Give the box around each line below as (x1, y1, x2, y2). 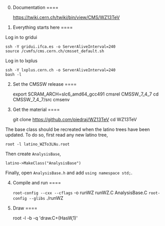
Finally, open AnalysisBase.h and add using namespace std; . (5, 169, 133, 176)
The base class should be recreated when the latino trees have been (5, 126, 150, 133)
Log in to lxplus (5, 58, 37, 64)
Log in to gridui (5, 34, 37, 40)
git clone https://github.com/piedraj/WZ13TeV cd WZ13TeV (12, 117, 137, 122)
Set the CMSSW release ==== (12, 81, 77, 87)
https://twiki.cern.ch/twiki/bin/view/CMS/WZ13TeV (12, 14, 120, 20)
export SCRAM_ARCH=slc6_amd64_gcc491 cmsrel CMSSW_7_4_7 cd (12, 91, 159, 97)
